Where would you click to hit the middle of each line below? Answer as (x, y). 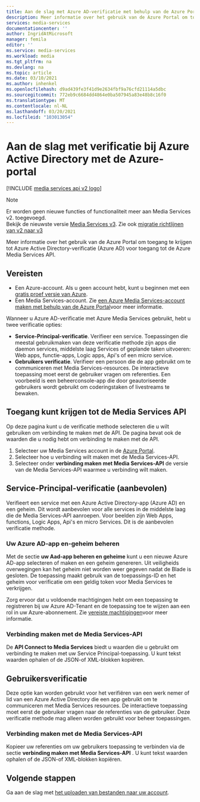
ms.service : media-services (41, 51)
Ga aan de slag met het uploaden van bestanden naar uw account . (88, 792)
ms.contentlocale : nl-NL (37, 106)
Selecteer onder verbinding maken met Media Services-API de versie (101, 463)
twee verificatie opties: (34, 325)
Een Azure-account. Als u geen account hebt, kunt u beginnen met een (102, 288)
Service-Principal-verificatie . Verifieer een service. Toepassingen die (101, 336)
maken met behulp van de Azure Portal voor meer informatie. (89, 307)
